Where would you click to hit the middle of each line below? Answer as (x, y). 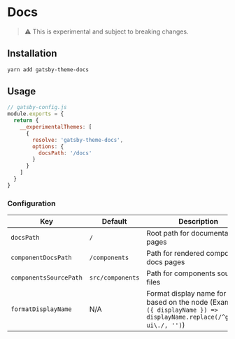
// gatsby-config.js (37, 108)
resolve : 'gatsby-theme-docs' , (78, 140)
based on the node (177, 303)
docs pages (166, 262)
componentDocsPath (41, 258)
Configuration (31, 203)
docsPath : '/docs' (65, 153)
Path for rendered (176, 254)
